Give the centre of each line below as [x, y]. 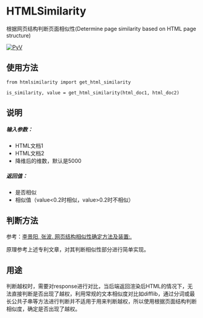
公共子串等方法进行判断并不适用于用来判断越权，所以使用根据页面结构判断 [104, 301]
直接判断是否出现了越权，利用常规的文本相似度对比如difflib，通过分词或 [101, 293]
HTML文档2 [30, 153]
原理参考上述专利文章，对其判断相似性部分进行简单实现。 [78, 249]
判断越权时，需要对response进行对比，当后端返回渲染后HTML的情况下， [97, 286]
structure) [19, 35]
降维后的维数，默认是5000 [48, 161]
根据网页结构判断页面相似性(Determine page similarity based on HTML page [101, 28]
